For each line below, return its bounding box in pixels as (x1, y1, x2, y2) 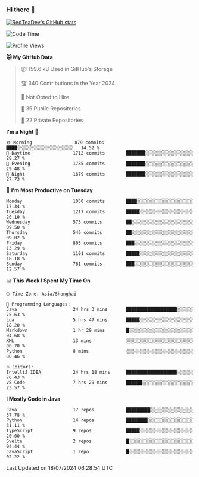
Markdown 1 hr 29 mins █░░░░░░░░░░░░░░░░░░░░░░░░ (6, 328, 194, 334)
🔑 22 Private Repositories (20, 116, 83, 124)
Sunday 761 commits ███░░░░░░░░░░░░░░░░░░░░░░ (6, 261, 194, 267)
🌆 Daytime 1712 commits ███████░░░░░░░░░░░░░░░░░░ (6, 150, 194, 156)
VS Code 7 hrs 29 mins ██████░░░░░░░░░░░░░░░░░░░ (6, 380, 194, 386)
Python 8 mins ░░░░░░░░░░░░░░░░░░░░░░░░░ (6, 349, 194, 355)
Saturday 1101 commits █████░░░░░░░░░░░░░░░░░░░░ (6, 251, 194, 257)
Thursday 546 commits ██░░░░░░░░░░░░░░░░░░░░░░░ (6, 230, 194, 236)
